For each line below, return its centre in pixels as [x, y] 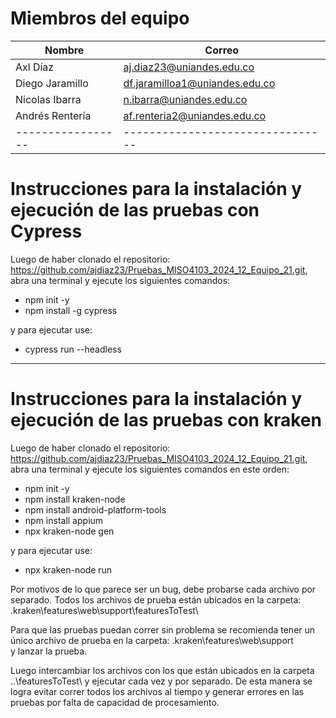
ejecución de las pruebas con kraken [166, 420]
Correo [222, 50]
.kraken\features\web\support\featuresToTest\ [104, 610]
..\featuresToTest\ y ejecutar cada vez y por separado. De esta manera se [161, 681]
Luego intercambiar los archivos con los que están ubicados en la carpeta [162, 670]
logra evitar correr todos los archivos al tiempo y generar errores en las [157, 691]
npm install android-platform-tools [95, 509]
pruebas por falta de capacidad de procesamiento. [115, 702]
